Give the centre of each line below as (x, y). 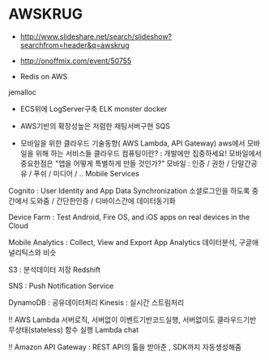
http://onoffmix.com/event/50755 (76, 61)
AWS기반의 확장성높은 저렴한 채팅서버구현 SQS (95, 125)
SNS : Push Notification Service (61, 286)
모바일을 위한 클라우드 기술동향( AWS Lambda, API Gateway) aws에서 (132, 143)
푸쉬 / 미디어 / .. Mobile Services (86, 173)
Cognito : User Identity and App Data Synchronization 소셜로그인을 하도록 (129, 190)
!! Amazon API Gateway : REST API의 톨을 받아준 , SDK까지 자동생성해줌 (125, 347)
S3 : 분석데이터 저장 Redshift (55, 269)
